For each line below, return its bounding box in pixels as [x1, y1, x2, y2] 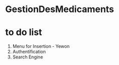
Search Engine [12, 54, 43, 60]
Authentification [12, 49, 46, 55]
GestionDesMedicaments [5, 4, 114, 15]
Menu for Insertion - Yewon [12, 43, 70, 49]
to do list [5, 27, 42, 38]
